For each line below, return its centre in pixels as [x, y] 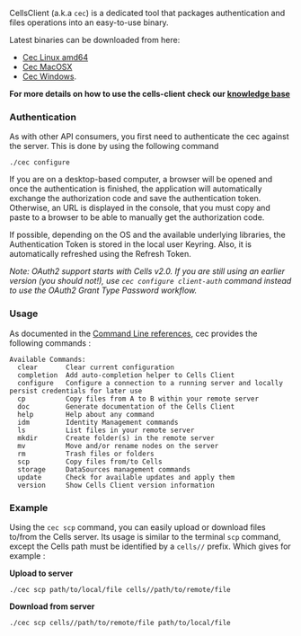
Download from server [52, 606]
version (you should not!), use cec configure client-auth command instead [150, 281]
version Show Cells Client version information [116, 485]
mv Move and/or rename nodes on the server [118, 446]
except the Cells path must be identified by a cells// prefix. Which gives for [150, 546]
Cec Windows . [49, 76]
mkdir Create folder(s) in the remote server [116, 438]
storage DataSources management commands [104, 469]
